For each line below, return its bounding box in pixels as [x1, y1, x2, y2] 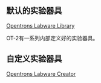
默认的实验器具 [6, 5, 62, 16]
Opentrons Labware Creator [6, 70, 76, 77]
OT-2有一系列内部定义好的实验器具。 [6, 34, 99, 41]
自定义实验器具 [6, 54, 62, 64]
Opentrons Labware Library [6, 22, 75, 29]
